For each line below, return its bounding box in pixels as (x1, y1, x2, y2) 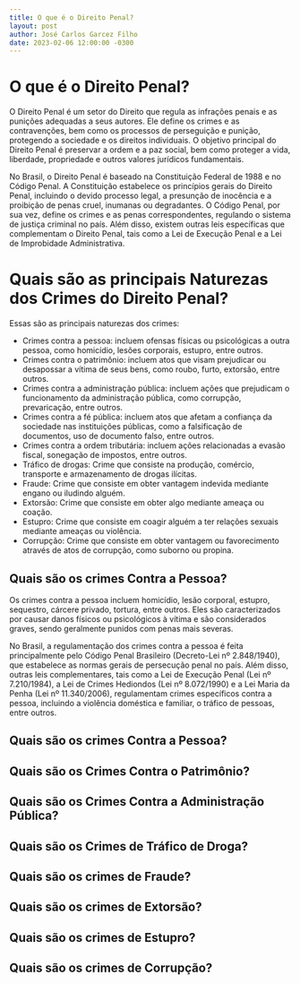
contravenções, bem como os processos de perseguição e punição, (9, 125, 261, 136)
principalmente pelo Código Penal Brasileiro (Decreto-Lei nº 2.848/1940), (9, 650, 280, 660)
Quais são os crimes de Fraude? (9, 868, 192, 884)
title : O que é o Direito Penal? (9, 13, 134, 22)
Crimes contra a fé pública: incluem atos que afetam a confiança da (21, 411, 273, 422)
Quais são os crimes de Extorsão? (9, 900, 202, 915)
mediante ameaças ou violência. (21, 526, 141, 537)
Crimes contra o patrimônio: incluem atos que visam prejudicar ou (21, 355, 267, 366)
